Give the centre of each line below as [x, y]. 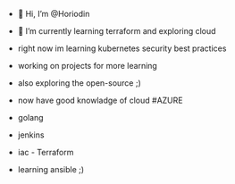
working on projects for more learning [88, 66]
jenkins [31, 135]
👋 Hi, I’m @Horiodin [54, 14]
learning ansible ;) [51, 169]
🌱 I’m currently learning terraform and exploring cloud [117, 31]
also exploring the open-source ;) [79, 83]
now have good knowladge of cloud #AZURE [100, 100]
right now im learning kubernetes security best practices [122, 48]
